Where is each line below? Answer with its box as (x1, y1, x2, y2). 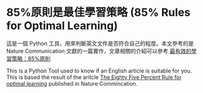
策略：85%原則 (11, 55, 51, 62)
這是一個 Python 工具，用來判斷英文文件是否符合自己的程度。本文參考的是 (6, 40, 194, 47)
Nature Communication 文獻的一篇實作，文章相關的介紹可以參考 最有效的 (6, 47, 192, 55)
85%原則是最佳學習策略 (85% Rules (6, 5, 191, 19)
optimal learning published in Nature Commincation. (6, 80, 138, 87)
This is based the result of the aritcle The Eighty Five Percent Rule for (6, 74, 182, 81)
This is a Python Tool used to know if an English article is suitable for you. (6, 67, 192, 74)
